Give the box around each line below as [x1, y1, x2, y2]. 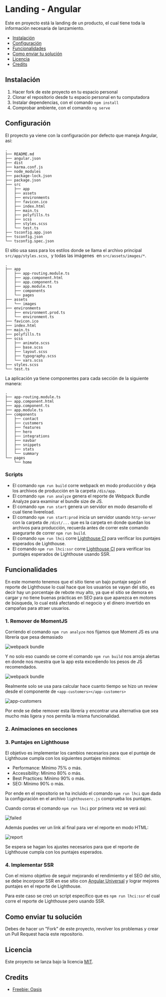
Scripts [5, 471, 23, 478]
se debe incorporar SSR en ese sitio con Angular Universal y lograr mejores [5, 878, 160, 884]
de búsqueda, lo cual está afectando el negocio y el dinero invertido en [5, 600, 150, 606]
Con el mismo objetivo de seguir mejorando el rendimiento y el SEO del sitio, [5, 873, 161, 879]
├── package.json [5, 177, 41, 182]
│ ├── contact [5, 416, 39, 421]
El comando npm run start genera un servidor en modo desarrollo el [12, 503, 153, 509]
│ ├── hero [5, 429, 32, 434]
